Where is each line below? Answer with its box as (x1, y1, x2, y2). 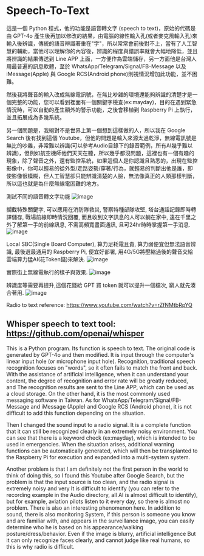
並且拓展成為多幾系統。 (6, 113, 65, 121)
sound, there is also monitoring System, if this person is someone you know (6, 510, 196, 518)
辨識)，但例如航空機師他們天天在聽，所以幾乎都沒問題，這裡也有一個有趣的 (6, 149, 195, 157)
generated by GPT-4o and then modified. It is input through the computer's (6, 351, 194, 358)
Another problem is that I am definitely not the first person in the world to (6, 465, 189, 473)
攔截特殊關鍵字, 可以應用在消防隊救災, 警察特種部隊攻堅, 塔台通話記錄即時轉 (6, 205, 196, 213)
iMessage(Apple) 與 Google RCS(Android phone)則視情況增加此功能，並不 (6, 70, 192, 77)
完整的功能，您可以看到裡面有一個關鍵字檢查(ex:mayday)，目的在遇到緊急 (11, 98, 197, 105)
